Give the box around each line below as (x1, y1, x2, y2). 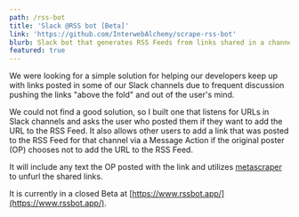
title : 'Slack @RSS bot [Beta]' (9, 21, 129, 30)
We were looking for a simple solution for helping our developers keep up (9, 70, 279, 81)
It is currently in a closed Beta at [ (9, 189, 133, 199)
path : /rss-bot (9, 12, 66, 22)
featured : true (9, 46, 66, 55)
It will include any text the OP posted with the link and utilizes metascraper (9, 162, 282, 173)
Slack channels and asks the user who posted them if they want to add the (9, 117, 283, 127)
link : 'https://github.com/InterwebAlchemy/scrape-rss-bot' (9, 29, 238, 38)
